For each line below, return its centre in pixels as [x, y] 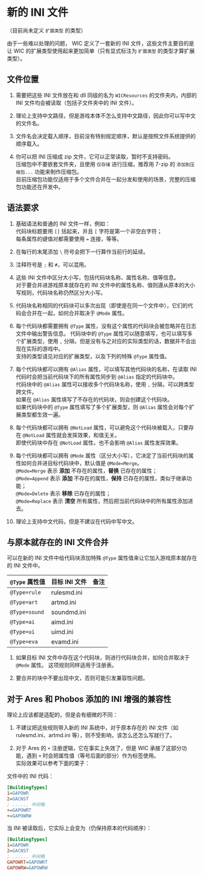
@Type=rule [25, 593]
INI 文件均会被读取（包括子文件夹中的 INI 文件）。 [76, 102]
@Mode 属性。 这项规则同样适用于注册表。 [66, 665]
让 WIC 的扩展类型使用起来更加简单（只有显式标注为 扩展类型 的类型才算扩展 [101, 51]
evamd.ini [65, 642]
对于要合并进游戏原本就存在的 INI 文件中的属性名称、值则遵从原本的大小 [105, 285]
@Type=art [24, 603]
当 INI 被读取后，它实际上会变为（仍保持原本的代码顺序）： [79, 828]
